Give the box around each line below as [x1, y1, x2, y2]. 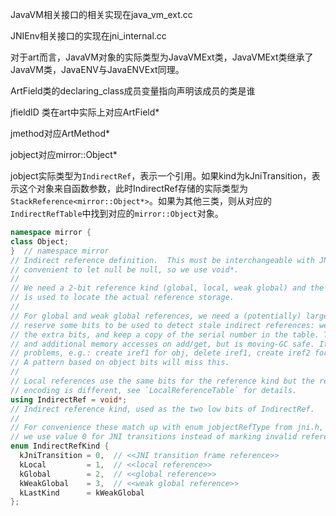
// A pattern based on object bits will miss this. [10, 358, 230, 368]
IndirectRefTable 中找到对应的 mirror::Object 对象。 [10, 208, 224, 219]
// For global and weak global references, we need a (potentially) [10, 311, 302, 321]
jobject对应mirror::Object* [10, 149, 118, 160]
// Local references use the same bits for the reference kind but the [10, 376, 315, 386]
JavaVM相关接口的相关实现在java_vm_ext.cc [10, 9, 193, 20]
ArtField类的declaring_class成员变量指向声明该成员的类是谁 [10, 85, 256, 97]
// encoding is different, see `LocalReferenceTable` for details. [10, 385, 298, 395]
